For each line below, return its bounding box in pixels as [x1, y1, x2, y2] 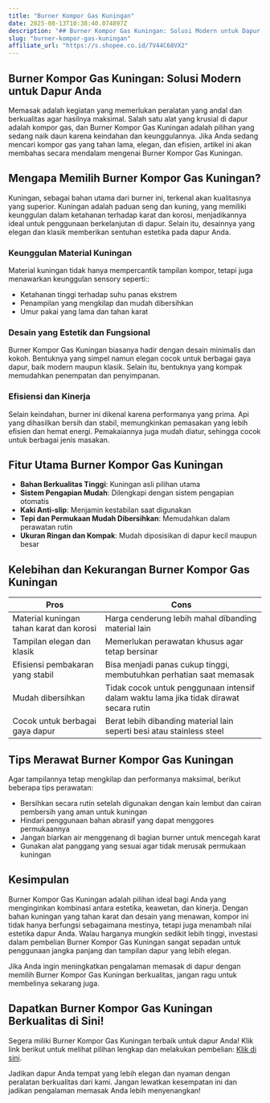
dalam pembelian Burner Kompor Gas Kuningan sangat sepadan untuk [8, 937, 241, 947]
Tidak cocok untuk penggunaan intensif [104, 682, 256, 693]
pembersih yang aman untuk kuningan [19, 807, 148, 817]
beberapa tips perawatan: [8, 783, 94, 793]
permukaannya [19, 824, 70, 834]
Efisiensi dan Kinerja [8, 391, 91, 403]
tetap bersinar [104, 646, 158, 657]
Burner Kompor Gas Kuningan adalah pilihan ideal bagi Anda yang [8, 894, 227, 904]
